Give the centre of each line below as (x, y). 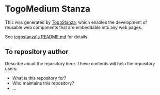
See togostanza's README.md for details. (47, 37)
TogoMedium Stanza (48, 9)
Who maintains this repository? (43, 83)
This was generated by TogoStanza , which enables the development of (76, 22)
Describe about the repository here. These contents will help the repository (80, 63)
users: (11, 68)
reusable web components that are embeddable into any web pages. (74, 27)
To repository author (37, 52)
